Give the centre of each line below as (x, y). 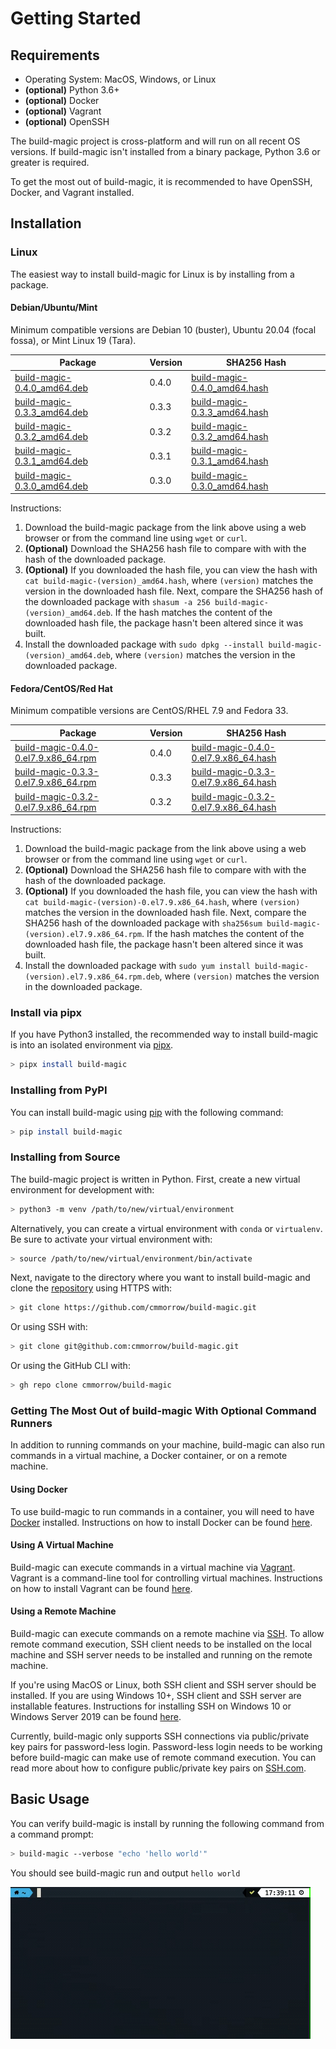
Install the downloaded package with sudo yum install (137, 966)
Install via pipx (46, 1013)
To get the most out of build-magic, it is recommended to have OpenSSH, (161, 181)
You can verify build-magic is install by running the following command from (167, 1823)
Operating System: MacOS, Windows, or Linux (120, 79)
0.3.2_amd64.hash (230, 437)
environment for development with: (82, 1189)
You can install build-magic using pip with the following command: (147, 1112)
